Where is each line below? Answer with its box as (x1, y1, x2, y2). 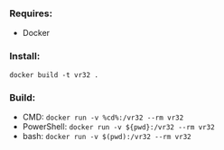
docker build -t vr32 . (9, 70, 99, 79)
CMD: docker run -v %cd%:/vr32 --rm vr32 (22, 111, 184, 122)
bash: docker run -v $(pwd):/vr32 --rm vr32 (22, 130, 191, 141)
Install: (9, 50, 41, 63)
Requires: (9, 7, 52, 20)
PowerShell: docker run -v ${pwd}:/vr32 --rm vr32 (22, 120, 215, 132)
